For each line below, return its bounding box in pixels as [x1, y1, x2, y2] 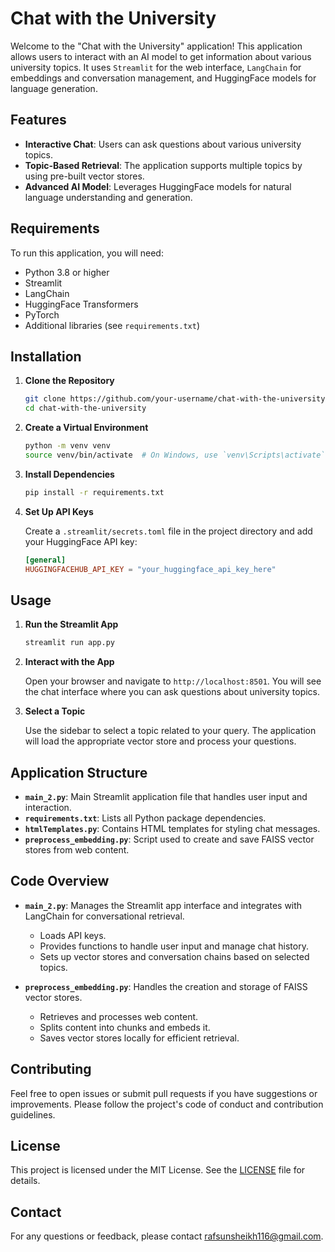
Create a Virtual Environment [24, 422, 149, 434]
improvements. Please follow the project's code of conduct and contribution [10, 1098, 324, 1110]
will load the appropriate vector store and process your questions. [24, 735, 297, 747]
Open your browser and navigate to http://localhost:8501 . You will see [24, 675, 322, 687]
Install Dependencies [24, 468, 115, 480]
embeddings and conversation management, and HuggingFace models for [10, 72, 317, 84]
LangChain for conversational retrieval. [24, 910, 185, 922]
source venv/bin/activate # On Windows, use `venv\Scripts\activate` [24, 450, 326, 460]
